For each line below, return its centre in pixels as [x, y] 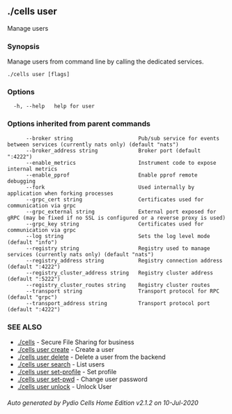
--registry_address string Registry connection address [124, 260]
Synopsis [23, 46]
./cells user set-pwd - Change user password [82, 379]
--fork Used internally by [110, 187]
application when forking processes [60, 193]
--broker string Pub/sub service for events [122, 138]
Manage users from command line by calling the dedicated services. [106, 61]
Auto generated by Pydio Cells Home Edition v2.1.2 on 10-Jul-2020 [103, 402]
